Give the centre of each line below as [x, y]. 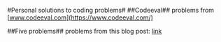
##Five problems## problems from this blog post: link [85, 31]
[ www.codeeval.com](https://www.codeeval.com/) [80, 17]
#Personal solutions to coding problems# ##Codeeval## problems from [111, 10]
